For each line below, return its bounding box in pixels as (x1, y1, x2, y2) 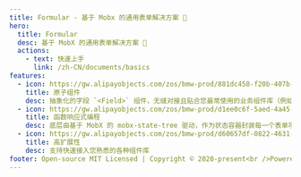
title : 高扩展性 (25, 138, 81, 147)
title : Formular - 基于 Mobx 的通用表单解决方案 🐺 (9, 13, 187, 22)
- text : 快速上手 (25, 55, 85, 63)
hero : (9, 21, 30, 30)
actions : (17, 46, 50, 55)
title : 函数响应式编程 (25, 113, 101, 122)
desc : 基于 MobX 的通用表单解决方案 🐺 (17, 38, 148, 47)
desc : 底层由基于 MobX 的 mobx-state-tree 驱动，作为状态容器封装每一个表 (25, 122, 282, 131)
